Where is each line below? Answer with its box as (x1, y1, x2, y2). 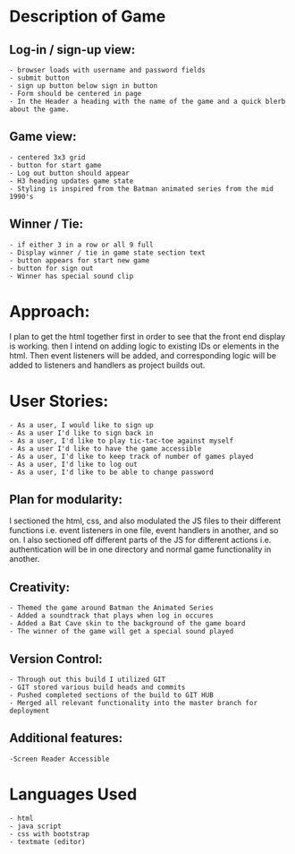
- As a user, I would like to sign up (9, 420, 154, 429)
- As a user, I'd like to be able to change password (9, 468, 215, 477)
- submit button (9, 73, 70, 82)
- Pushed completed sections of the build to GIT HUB (9, 690, 215, 700)
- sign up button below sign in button (9, 82, 158, 91)
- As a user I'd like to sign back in (9, 428, 154, 437)
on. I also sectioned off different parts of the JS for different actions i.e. (9, 535, 272, 546)
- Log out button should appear (9, 168, 130, 177)
